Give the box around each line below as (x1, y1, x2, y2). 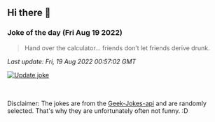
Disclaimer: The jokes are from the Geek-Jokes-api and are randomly (7, 99, 207, 107)
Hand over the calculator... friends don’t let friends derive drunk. (24, 43, 210, 52)
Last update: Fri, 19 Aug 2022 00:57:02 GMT (7, 57, 137, 66)
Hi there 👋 (7, 7, 51, 19)
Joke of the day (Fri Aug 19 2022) (7, 28, 123, 38)
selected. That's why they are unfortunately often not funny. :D (7, 106, 188, 115)
